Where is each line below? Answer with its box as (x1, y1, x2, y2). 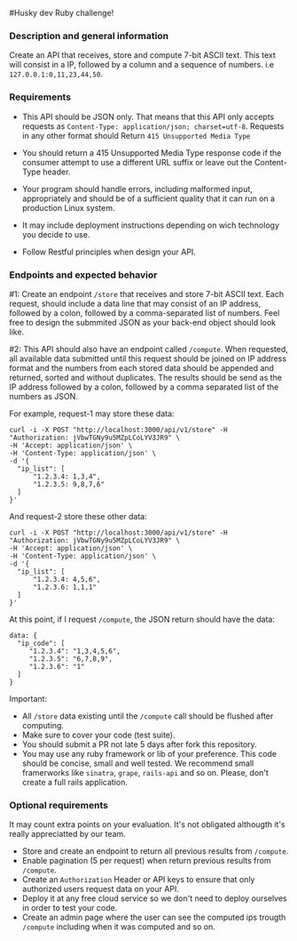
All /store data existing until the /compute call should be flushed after (21, 711, 274, 721)
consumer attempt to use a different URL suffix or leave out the (21, 157, 253, 167)
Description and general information (9, 29, 169, 42)
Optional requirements (9, 799, 109, 811)
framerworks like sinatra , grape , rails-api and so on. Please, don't (21, 767, 269, 777)
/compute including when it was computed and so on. (21, 921, 215, 932)
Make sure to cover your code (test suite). (21, 729, 176, 740)
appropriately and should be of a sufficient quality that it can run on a (21, 193, 276, 204)
